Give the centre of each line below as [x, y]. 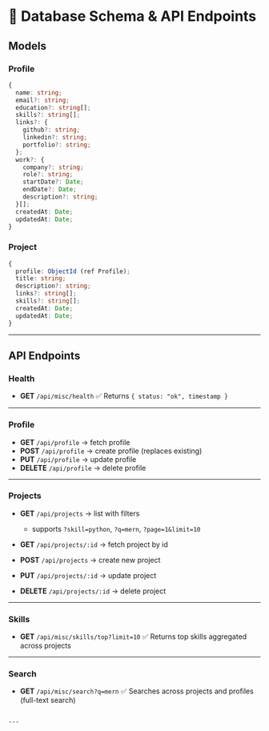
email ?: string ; [42, 100]
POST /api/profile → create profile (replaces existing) [111, 451]
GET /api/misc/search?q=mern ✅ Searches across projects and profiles [137, 691]
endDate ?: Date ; [50, 190]
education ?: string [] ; [53, 107]
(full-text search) [48, 701]
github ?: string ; [52, 130]
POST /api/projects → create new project [90, 560]
